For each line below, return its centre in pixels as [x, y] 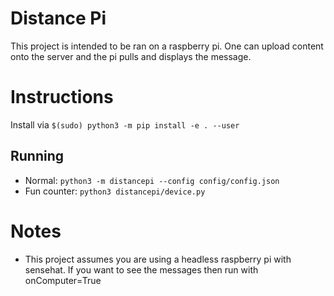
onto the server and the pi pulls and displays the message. [131, 56]
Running [37, 156]
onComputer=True [63, 280]
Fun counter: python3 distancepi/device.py [115, 191]
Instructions [62, 97]
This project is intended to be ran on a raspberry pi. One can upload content [167, 46]
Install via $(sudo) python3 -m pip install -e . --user [125, 124]
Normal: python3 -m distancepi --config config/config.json [152, 180]
